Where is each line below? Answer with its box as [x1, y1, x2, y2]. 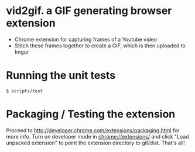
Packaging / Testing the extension [6, 108, 176, 121]
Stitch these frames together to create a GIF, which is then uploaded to [14, 42, 186, 49]
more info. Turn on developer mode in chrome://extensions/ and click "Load [6, 133, 189, 140]
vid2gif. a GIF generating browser [6, 4, 172, 18]
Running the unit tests [6, 69, 116, 82]
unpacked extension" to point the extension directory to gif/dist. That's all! [6, 139, 186, 146]
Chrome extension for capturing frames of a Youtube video [14, 36, 157, 43]
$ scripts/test [6, 88, 43, 94]
